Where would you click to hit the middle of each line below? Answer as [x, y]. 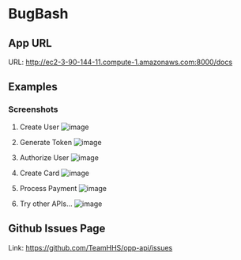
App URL [30, 43]
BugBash [38, 14]
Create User [40, 127]
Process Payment [48, 188]
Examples [33, 87]
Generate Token [46, 142]
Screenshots [33, 109]
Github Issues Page [57, 229]
